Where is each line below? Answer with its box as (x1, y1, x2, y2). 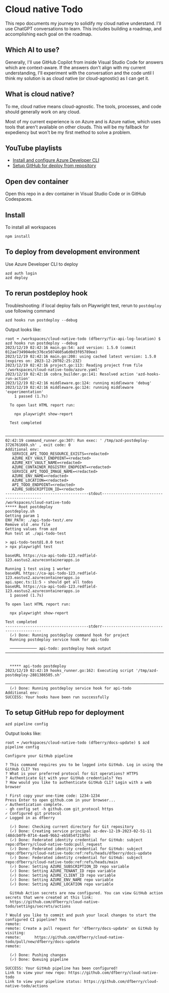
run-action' (5, 376, 30, 381)
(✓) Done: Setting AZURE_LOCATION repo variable (10, 882, 114, 887)
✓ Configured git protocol (5, 811, 62, 816)
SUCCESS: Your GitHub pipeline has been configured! (5, 966, 118, 971)
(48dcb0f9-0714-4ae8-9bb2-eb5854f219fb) (5, 833, 92, 838)
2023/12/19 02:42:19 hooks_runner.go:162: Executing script (5, 668, 134, 673)
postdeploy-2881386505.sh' (5, 672, 62, 678)
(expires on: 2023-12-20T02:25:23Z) (5, 358, 82, 364)
